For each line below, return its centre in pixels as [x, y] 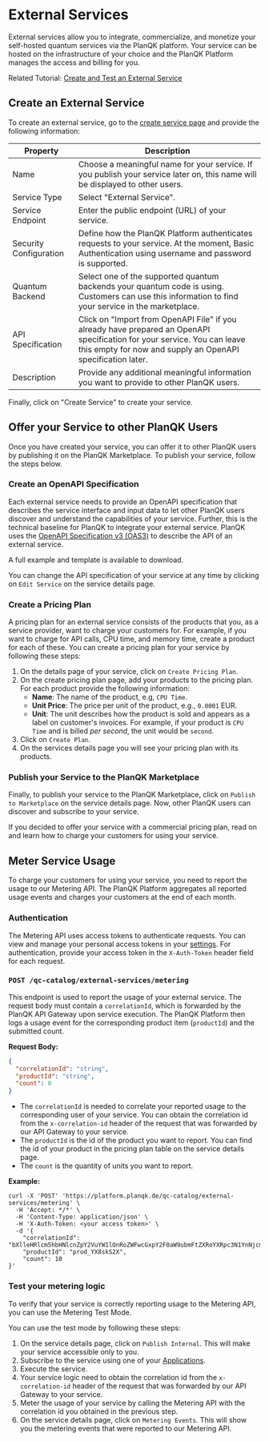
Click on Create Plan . [55, 740]
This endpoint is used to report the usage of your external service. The [125, 997]
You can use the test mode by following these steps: [95, 1327]
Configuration [38, 253]
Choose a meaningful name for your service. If [165, 164]
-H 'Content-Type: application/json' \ [82, 1217]
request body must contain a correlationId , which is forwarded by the [125, 1005]
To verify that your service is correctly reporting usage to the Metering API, [132, 1303]
